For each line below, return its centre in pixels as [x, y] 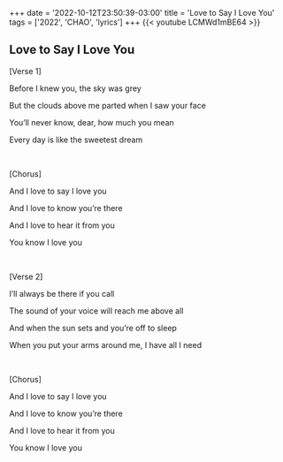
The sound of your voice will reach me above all [96, 311]
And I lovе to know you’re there [66, 413]
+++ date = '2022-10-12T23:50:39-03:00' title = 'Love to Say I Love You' [142, 13]
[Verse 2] [26, 276]
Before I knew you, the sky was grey [75, 88]
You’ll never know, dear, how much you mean [92, 122]
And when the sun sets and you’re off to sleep [93, 328]
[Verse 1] [25, 71]
